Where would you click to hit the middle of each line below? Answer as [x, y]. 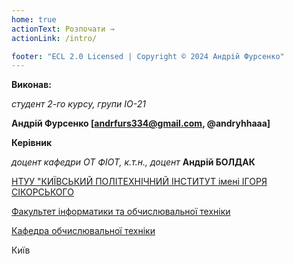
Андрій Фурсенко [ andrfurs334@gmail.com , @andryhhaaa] [141, 123]
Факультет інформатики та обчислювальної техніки [121, 212]
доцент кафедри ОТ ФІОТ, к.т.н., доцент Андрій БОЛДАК [133, 162]
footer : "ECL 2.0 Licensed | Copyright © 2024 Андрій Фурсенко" [148, 56]
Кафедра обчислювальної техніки [83, 231]
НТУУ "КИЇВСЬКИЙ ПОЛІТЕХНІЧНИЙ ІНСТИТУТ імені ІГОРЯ [139, 182]
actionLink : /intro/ [54, 38]
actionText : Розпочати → [63, 29]
